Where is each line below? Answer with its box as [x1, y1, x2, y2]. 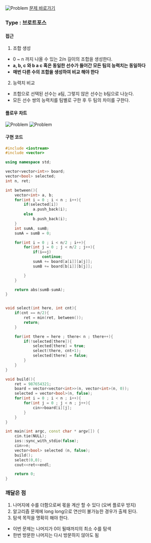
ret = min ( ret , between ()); [24, 315, 83, 320]
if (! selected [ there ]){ [24, 339, 72, 344]
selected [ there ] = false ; [32, 353, 88, 358]
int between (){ [5, 187, 38, 193]
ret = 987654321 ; [14, 381, 52, 386]
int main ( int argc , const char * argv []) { [5, 429, 100, 434]
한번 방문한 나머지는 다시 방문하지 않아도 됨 [12, 532, 99, 538]
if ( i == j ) [32, 249, 52, 255]
